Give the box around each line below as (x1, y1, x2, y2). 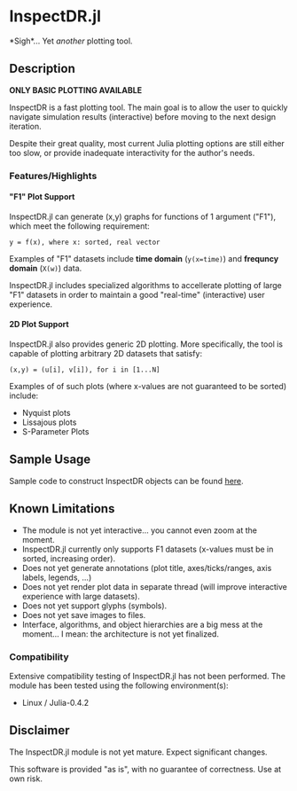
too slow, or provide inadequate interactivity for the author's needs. (9, 147, 255, 158)
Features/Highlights (9, 169, 98, 182)
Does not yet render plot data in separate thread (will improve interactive (21, 581, 288, 591)
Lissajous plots (21, 417, 77, 427)
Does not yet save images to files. (21, 609, 146, 620)
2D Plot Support (9, 319, 69, 330)
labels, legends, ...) (21, 572, 92, 583)
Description (9, 61, 75, 76)
